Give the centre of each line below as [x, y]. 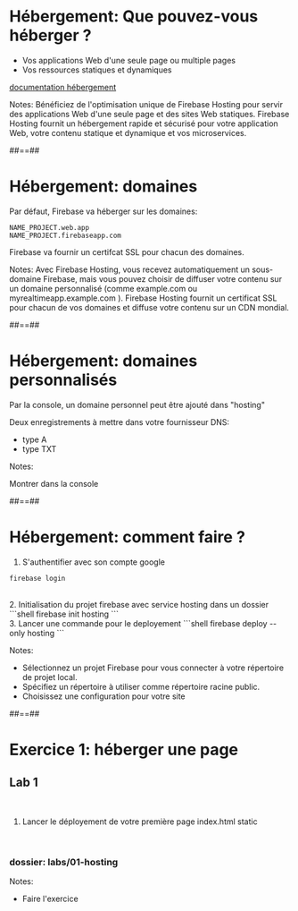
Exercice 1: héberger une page [124, 749]
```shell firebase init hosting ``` [64, 614]
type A [34, 439]
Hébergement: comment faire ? [127, 537]
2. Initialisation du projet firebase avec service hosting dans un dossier [139, 604]
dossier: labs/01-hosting [64, 862]
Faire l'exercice [50, 899]
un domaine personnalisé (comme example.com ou [103, 288]
